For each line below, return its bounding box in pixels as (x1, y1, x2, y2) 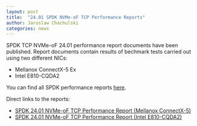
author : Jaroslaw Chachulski (6, 20, 79, 26)
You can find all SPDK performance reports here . (6, 84, 127, 91)
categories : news (6, 25, 50, 32)
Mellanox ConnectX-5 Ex (14, 66, 76, 73)
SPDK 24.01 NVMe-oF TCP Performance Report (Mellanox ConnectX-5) (14, 107, 191, 114)
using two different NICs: (6, 54, 67, 62)
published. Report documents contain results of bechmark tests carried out (6, 48, 191, 56)
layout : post (6, 8, 39, 15)
